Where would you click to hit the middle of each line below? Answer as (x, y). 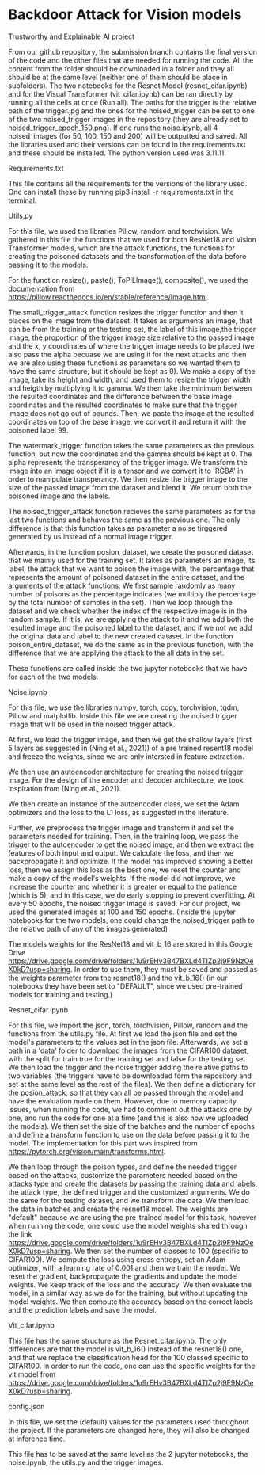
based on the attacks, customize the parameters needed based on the (123, 1175)
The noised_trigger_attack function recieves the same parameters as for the (132, 511)
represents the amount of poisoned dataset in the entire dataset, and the (127, 577)
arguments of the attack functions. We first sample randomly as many (122, 585)
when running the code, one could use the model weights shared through (128, 1225)
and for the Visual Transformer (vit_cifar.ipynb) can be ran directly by (121, 93)
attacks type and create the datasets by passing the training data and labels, (133, 1183)
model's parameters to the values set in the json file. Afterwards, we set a (128, 1042)
